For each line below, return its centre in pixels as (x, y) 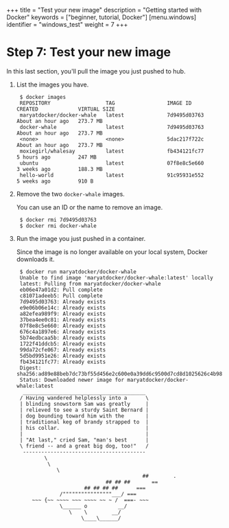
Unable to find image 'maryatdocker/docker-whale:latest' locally (116, 277)
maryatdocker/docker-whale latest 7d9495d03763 (112, 115)
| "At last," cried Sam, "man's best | (84, 440)
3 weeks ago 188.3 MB (60, 169)
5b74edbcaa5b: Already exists (63, 338)
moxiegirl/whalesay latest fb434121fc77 (112, 151)
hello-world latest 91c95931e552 (112, 175)
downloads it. (35, 259)
